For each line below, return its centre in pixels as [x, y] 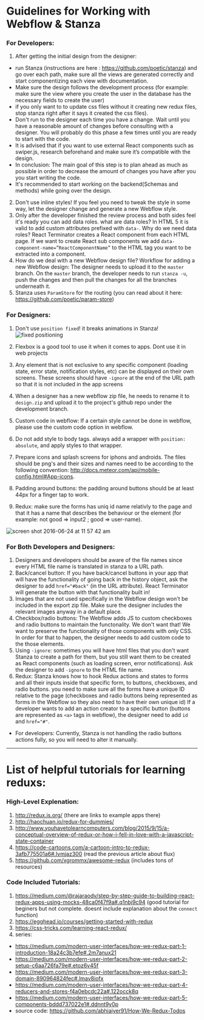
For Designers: [29, 315]
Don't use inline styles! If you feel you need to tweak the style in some [103, 202]
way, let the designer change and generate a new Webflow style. [96, 209]
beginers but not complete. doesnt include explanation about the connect [106, 908]
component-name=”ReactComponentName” [63, 248]
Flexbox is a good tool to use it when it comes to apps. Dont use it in [100, 346]
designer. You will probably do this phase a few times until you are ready [106, 132]
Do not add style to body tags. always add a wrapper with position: [100, 439]
